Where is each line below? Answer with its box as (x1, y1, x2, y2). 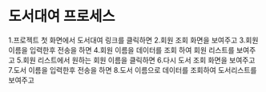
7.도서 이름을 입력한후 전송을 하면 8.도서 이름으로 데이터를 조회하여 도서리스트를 (8, 65, 257, 74)
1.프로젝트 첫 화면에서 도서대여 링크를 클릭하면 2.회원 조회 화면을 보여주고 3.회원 (8, 35, 259, 45)
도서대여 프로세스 (8, 7, 115, 26)
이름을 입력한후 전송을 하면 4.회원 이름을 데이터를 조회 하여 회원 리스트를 (8, 45, 235, 54)
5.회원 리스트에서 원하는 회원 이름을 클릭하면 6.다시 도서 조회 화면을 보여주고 (16, 55, 256, 65)
